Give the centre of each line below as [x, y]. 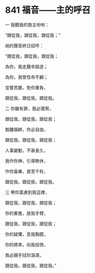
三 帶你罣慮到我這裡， [27, 192]
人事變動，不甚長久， [26, 150]
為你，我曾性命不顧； [26, 77]
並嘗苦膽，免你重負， [26, 87]
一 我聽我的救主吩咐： [27, 25]
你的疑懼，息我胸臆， [26, 234]
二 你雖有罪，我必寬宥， [29, 108]
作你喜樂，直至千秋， [26, 171]
